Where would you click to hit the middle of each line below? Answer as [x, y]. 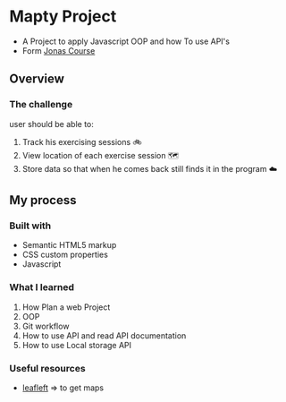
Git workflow [46, 326]
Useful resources [48, 368]
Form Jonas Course [59, 50]
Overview [37, 79]
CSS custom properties [65, 255]
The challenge [41, 105]
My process [43, 200]
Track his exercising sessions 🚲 [82, 141]
